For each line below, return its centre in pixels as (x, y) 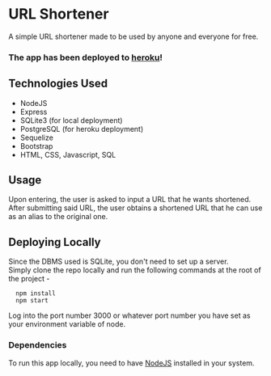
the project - (29, 279)
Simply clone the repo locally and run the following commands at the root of (135, 270)
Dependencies (38, 345)
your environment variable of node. (67, 324)
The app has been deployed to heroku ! (86, 57)
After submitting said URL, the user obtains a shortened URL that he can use (135, 208)
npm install (36, 294)
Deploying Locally (55, 242)
